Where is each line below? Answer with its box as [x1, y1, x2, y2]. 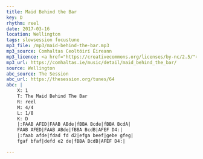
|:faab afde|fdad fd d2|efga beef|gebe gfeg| [17, 132, 134, 139]
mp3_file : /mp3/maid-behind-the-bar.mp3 [6, 43, 110, 49]
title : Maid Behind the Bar [6, 8, 77, 15]
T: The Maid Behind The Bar [17, 93, 88, 99]
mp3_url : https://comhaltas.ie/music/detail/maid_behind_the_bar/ [6, 59, 177, 65]
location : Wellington [6, 31, 61, 37]
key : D [6, 15, 23, 21]
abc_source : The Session [6, 71, 69, 77]
